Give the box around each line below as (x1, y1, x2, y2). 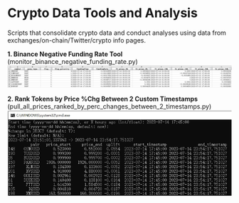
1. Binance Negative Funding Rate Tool (7, 50, 123, 58)
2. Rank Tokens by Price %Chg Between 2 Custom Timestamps (7, 94, 198, 104)
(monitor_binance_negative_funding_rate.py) (7, 57, 139, 65)
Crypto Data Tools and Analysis (7, 5, 198, 21)
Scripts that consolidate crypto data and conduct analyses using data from (7, 28, 226, 37)
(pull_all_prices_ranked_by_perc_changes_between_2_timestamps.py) (7, 102, 212, 111)
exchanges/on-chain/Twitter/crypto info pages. (7, 35, 146, 44)
